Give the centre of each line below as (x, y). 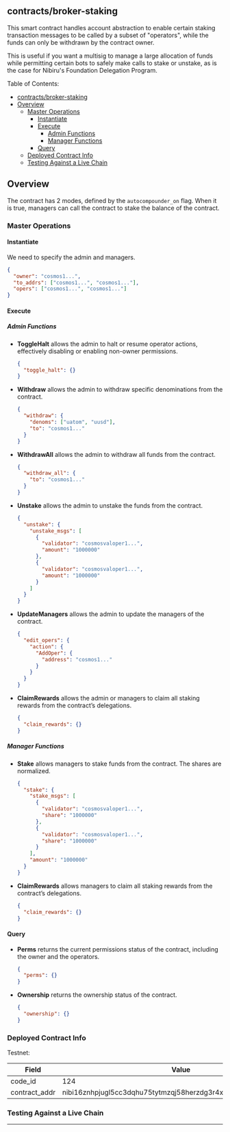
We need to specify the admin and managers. (71, 257)
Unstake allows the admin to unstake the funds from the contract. (110, 505)
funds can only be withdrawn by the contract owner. (81, 42)
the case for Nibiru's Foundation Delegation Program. (82, 70)
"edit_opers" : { (47, 641)
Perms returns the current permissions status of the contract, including (117, 949)
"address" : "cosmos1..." (77, 659)
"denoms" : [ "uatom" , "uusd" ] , (73, 422)
